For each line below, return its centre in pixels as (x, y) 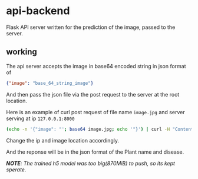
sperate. (16, 170)
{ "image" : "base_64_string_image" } (50, 83)
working (22, 52)
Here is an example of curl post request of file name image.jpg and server (95, 112)
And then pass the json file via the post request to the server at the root (93, 94)
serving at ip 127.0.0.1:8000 (40, 118)
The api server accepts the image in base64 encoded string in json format (96, 66)
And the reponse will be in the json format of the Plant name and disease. (95, 152)
